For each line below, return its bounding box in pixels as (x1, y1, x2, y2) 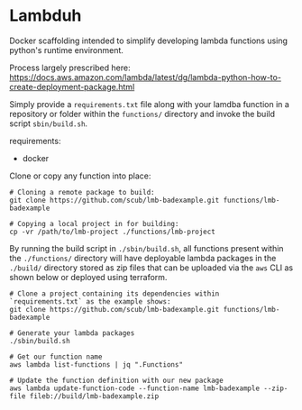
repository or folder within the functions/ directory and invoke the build (9, 108, 275, 119)
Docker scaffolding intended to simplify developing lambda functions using (9, 35, 288, 46)
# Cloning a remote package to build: (9, 187, 155, 196)
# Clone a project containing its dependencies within (9, 289, 220, 298)
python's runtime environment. (9, 44, 124, 55)
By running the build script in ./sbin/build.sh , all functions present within (9, 242, 284, 253)
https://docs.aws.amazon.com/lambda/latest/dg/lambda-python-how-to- (9, 71, 282, 82)
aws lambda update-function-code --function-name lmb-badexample (9, 384, 260, 393)
